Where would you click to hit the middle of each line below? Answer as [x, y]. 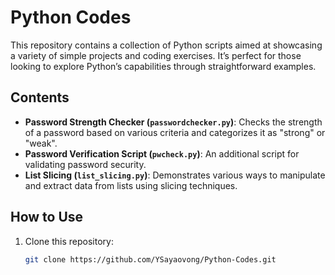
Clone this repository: [69, 241]
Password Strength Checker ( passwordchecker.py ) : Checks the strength [173, 122]
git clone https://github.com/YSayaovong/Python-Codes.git [150, 259]
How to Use [47, 217]
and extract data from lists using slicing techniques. [131, 185]
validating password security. [85, 164]
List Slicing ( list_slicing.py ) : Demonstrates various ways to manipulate [175, 175]
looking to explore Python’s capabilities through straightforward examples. [163, 66]
